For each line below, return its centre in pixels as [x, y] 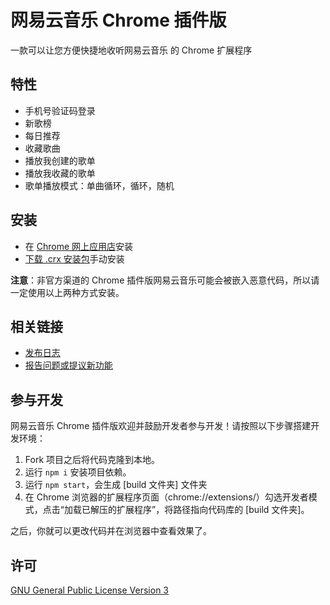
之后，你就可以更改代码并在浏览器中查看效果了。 [111, 531]
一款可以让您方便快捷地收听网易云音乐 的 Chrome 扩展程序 [131, 50]
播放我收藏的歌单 [60, 173]
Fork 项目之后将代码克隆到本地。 [92, 460]
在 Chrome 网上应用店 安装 [79, 246]
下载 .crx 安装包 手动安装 [74, 258]
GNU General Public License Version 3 [89, 590]
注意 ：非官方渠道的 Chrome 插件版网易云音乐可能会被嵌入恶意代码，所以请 [165, 280]
